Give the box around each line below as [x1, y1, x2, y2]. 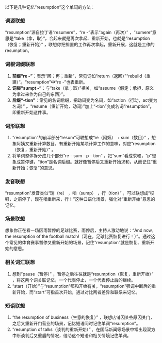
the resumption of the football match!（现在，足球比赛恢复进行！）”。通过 [5, 233, 151, 239]
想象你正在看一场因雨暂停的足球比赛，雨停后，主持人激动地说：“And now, [5, 228, 153, 233]
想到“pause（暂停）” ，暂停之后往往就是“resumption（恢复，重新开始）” [12, 271, 154, 277]
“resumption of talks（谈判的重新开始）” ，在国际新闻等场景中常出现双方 [12, 327, 156, 332]
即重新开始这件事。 [12, 109, 51, 115]
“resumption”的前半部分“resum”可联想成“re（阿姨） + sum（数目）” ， [12, 134, 152, 140]
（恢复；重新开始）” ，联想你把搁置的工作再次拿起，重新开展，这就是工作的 [5, 42, 155, 48]
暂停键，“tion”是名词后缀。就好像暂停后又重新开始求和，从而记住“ [20, 159, 153, 164]
